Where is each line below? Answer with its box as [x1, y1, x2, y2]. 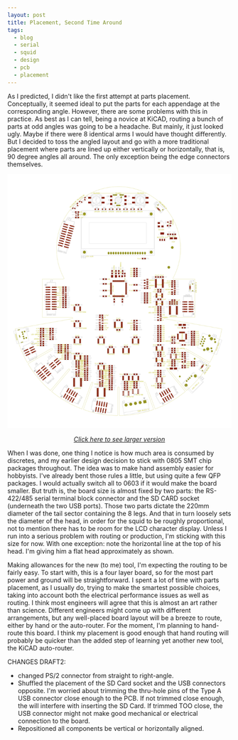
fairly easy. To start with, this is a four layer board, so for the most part [7, 568, 214, 577]
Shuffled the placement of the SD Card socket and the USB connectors [17, 679, 226, 687]
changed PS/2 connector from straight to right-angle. [17, 671, 174, 680]
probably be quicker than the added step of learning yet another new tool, [7, 636, 224, 645]
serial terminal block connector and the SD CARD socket [34, 494, 200, 503]
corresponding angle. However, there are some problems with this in [7, 107, 208, 115]
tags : [7, 26, 23, 33]
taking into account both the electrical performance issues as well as [7, 591, 210, 599]
